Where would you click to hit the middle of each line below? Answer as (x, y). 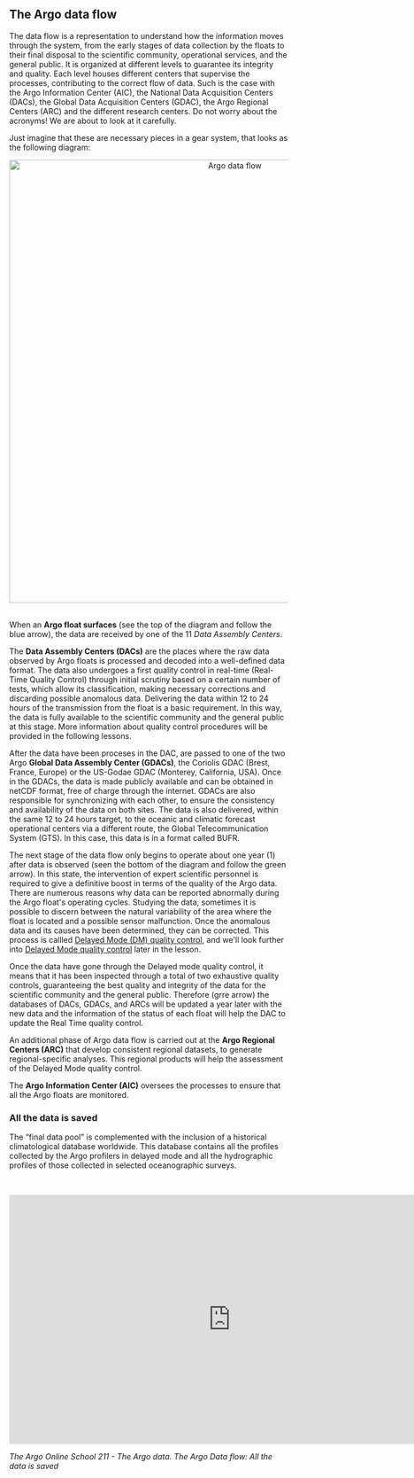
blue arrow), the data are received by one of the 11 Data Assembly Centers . (146, 634)
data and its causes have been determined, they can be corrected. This (139, 930)
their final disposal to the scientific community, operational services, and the (148, 54)
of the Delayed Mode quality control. (76, 1068)
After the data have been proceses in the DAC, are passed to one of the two (147, 753)
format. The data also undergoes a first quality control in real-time (130, 670)
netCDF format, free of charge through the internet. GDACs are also (132, 790)
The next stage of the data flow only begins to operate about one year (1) (142, 855)
